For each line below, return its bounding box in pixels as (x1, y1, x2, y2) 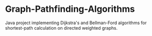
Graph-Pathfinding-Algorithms (5, 3, 135, 15)
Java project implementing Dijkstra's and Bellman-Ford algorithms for (5, 20, 147, 26)
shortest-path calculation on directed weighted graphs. (5, 25, 118, 31)
